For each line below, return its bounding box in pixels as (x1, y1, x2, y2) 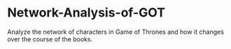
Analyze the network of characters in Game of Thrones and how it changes (7, 28, 224, 36)
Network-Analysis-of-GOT (7, 5, 166, 21)
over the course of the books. (7, 35, 93, 43)
